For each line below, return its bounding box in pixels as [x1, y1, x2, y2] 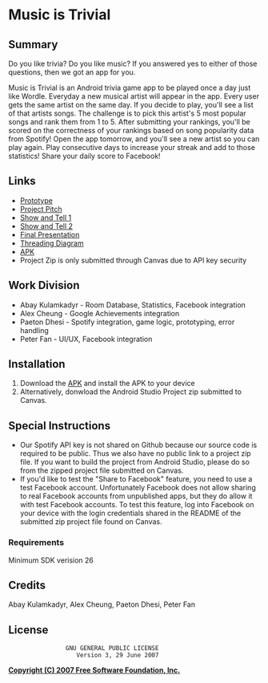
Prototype [19, 195, 54, 205]
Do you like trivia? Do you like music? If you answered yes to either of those [8, 59, 258, 68]
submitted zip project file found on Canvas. [19, 517, 162, 526]
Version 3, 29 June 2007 [76, 652, 159, 660]
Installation [8, 357, 66, 371]
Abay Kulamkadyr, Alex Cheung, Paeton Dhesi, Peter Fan [8, 600, 196, 609]
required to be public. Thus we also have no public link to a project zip [19, 449, 252, 458]
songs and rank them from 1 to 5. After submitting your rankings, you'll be [8, 117, 250, 126]
